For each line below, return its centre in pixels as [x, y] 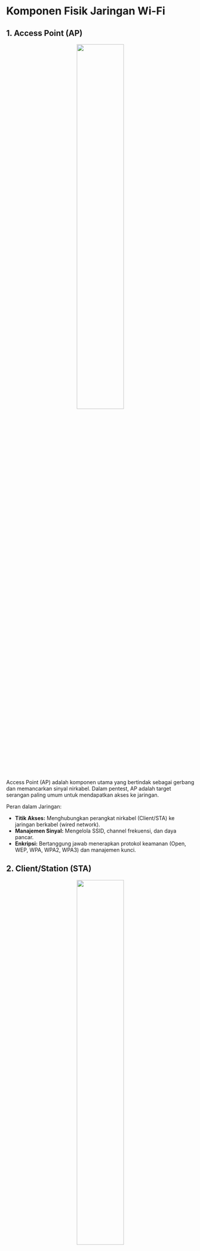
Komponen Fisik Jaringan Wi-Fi [86, 11]
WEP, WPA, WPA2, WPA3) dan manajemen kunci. [75, 850]
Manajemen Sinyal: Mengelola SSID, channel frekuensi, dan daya [96, 831]
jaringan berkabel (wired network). [57, 825]
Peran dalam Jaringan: [34, 807]
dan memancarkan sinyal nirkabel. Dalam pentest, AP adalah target [89, 789]
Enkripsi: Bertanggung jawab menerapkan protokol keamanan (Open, [100, 843]
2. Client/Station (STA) [49, 869]
